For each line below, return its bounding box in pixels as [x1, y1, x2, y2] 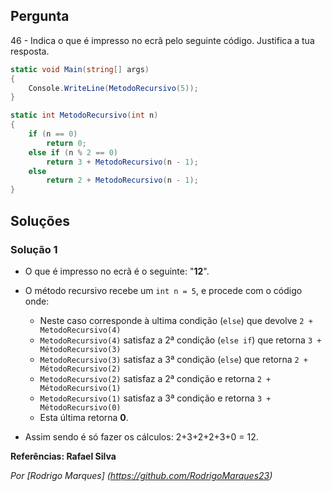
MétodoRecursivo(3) [39, 344, 122, 354]
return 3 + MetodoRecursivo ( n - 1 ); [46, 157, 199, 167]
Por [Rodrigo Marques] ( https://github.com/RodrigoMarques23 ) [10, 469, 273, 481]
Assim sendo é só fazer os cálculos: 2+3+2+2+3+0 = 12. [24, 430, 259, 443]
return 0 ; [46, 138, 87, 148]
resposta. [10, 45, 50, 57]
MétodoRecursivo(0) [39, 402, 122, 413]
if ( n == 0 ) [28, 129, 78, 139]
